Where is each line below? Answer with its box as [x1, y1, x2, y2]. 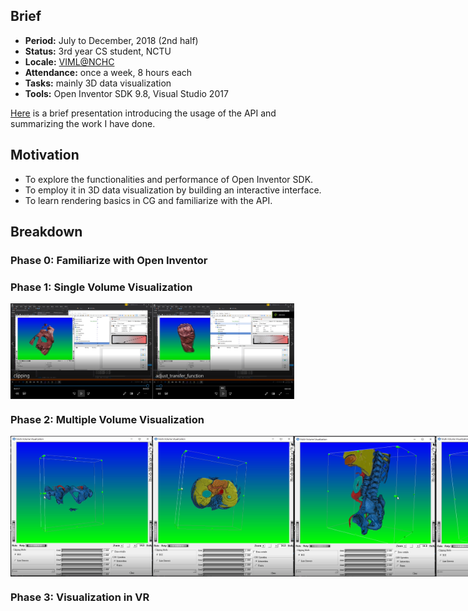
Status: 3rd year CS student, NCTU [24, 45, 172, 57]
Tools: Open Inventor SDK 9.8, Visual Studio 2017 [24, 87, 229, 99]
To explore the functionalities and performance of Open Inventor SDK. [24, 173, 314, 185]
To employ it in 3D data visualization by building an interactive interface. [24, 184, 322, 196]
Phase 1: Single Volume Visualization [10, 280, 193, 294]
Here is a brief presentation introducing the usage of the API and [10, 107, 277, 119]
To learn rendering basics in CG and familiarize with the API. [24, 194, 273, 206]
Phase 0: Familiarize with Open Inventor [10, 253, 208, 267]
